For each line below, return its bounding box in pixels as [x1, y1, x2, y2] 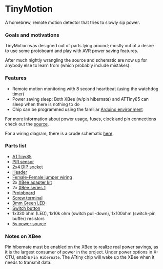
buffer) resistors [12, 215, 45, 221]
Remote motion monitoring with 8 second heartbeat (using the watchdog [12, 86, 159, 91]
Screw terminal [12, 195, 43, 200]
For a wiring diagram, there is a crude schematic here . [5, 130, 114, 136]
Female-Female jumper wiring [12, 174, 72, 180]
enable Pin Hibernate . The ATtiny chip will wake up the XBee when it [16, 254, 155, 260]
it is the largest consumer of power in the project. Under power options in [5, 249, 153, 255]
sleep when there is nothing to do [12, 101, 80, 107]
